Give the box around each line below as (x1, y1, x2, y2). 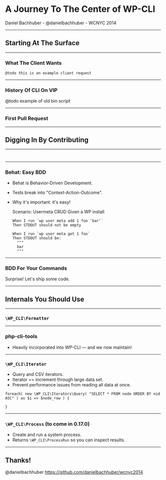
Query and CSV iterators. (12, 371, 64, 377)
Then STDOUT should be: (12, 235, 62, 241)
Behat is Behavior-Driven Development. (12, 180, 93, 186)
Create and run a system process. (12, 432, 82, 438)
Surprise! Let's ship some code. (5, 276, 70, 282)
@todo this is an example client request (5, 71, 92, 76)
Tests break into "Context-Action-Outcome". (12, 189, 103, 195)
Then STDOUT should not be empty (12, 222, 82, 227)
